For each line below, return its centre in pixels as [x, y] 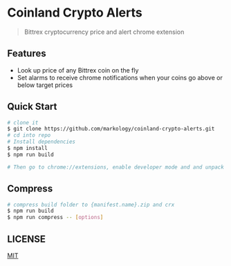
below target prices [45, 85]
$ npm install [28, 149]
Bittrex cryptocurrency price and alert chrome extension [104, 32]
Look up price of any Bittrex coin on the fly [78, 70]
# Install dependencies [41, 142]
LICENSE [27, 239]
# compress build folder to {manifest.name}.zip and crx [91, 205]
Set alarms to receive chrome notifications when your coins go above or [120, 77]
